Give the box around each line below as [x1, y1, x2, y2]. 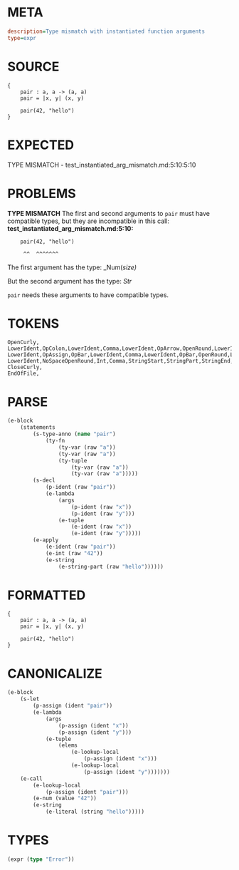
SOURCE [7, 58, 60, 75]
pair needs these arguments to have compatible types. [7, 290, 169, 299]
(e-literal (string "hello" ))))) [45, 808, 144, 816]
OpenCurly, [7, 339, 40, 346]
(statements [20, 424, 55, 431]
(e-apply [33, 537, 59, 544]
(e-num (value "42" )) [33, 795, 97, 802]
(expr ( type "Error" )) [7, 856, 75, 863]
